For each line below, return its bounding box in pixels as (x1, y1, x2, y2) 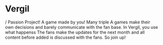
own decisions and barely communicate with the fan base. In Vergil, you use (5, 24, 158, 30)
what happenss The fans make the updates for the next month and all (5, 29, 145, 35)
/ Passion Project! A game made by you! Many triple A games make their (5, 19, 150, 25)
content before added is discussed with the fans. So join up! (5, 34, 126, 40)
